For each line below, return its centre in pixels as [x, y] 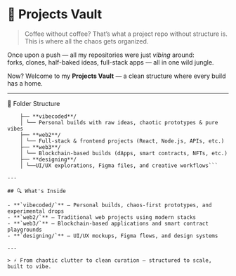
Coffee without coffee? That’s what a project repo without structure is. [126, 34]
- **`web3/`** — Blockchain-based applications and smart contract [108, 223]
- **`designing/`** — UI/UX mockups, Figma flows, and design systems [113, 236]
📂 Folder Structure [34, 103]
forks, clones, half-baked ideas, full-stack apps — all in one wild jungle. [111, 62]
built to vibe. [29, 266]
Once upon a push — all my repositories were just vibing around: [101, 55]
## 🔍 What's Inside [37, 191]
